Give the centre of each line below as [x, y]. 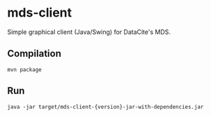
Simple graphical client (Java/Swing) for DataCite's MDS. [89, 32]
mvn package [24, 70]
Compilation [34, 54]
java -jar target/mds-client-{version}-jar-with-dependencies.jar [105, 107]
